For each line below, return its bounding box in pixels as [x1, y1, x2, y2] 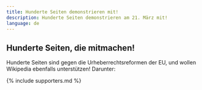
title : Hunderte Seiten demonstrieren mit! [6, 9, 119, 15]
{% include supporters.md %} [6, 77, 82, 85]
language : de [6, 20, 40, 26]
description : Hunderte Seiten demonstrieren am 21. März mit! [6, 15, 168, 21]
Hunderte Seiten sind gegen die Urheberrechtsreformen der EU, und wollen [6, 59, 197, 66]
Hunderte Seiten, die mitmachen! [6, 43, 135, 53]
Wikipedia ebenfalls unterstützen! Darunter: [6, 65, 116, 73]
